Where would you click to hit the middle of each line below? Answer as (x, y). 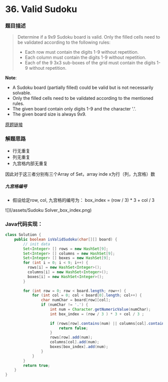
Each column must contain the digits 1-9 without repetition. (85, 57)
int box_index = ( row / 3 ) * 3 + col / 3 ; (97, 314)
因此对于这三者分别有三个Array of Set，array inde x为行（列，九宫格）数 (80, 174)
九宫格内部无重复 (30, 163)
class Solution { (23, 235)
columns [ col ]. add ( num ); (74, 342)
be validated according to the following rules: (64, 42)
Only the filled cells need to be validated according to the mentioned (83, 98)
